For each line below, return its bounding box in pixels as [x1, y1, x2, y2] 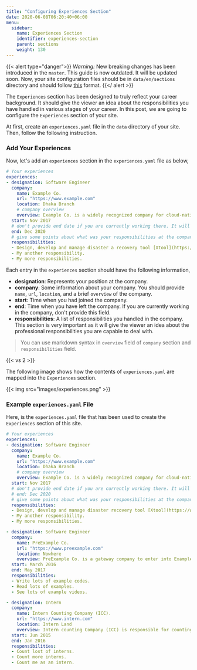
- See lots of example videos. [11, 589, 88, 595]
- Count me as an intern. [11, 659, 75, 666]
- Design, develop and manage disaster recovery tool [11, 507, 145, 513]
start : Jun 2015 [11, 632, 51, 638]
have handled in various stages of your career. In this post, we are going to [6, 105, 187, 112]
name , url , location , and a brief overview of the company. [14, 290, 152, 297]
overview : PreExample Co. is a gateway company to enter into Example [16, 556, 193, 562]
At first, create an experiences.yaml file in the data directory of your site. [6, 123, 181, 130]
